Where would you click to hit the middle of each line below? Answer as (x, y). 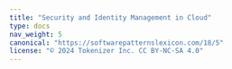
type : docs (30, 26)
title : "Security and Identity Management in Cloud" (111, 17)
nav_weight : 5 (36, 34)
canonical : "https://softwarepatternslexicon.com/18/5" (116, 43)
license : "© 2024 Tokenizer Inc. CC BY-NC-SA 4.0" (107, 51)
